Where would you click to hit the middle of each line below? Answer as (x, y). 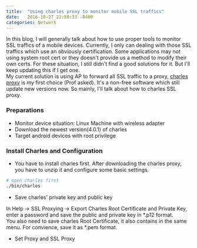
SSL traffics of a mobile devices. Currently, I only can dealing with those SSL (99, 45)
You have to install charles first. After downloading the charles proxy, (98, 163)
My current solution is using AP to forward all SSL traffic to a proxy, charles (97, 76)
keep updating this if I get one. (43, 70)
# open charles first (33, 180)
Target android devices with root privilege (65, 135)
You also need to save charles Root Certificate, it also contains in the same (96, 221)
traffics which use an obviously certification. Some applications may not (93, 52)
